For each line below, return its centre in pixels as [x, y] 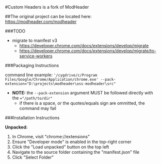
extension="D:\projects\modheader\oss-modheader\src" [61, 84]
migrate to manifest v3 [34, 40]
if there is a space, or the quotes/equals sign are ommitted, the [82, 103]
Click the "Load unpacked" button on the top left [60, 147]
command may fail [38, 108]
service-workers [36, 56]
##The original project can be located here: [48, 16]
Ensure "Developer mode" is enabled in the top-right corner [72, 142]
